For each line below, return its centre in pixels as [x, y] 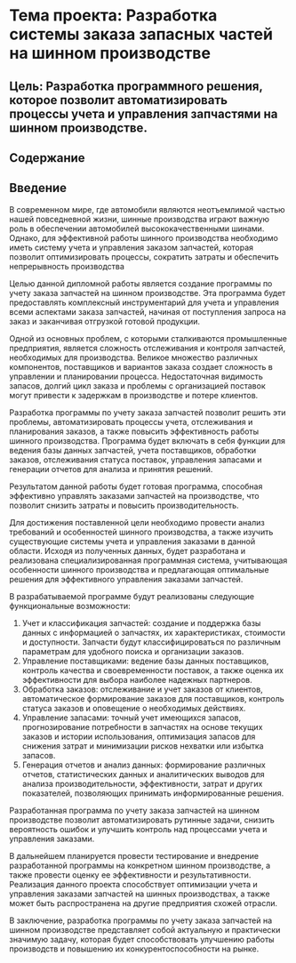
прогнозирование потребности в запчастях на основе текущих [142, 726]
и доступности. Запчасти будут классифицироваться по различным [152, 642]
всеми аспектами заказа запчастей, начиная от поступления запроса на [148, 311]
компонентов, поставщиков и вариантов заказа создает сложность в [141, 366]
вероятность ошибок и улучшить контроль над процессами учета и [138, 829]
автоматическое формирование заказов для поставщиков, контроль [153, 698]
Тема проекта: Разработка [113, 16]
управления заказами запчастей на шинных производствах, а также [140, 894]
